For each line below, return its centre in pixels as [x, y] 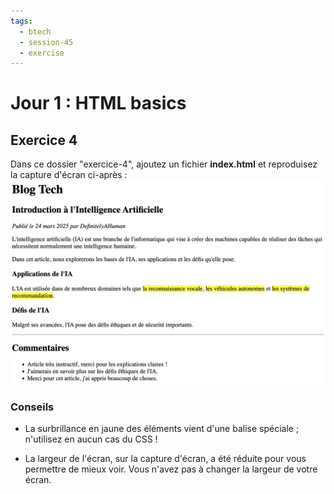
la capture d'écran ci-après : [69, 175]
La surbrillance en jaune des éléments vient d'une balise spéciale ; [162, 429]
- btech [35, 31]
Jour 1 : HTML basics [98, 103]
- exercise [42, 53]
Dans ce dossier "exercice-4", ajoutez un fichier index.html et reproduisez [164, 164]
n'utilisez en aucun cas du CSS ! [91, 439]
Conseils [32, 407]
